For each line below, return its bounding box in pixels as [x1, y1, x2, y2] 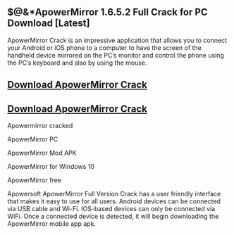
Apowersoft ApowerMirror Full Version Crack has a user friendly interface [7, 190, 221, 198]
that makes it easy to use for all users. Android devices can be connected [7, 197, 221, 205]
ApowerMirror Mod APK [7, 148, 77, 158]
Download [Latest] [7, 18, 90, 30]
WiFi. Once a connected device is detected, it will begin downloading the [7, 212, 219, 221]
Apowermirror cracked [7, 122, 73, 130]
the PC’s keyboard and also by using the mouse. [7, 58, 147, 67]
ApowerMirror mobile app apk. [7, 220, 97, 228]
